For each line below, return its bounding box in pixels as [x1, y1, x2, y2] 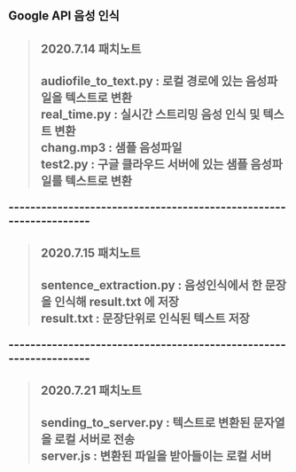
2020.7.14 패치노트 [40, 41, 142, 56]
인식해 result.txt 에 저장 [53, 295, 179, 310]
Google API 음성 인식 [8, 8, 121, 24]
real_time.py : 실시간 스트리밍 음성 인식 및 [40, 106, 261, 122]
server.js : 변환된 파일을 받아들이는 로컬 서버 [40, 449, 272, 464]
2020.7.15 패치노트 [40, 246, 141, 261]
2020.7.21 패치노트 [40, 383, 143, 398]
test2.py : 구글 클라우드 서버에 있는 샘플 [40, 156, 248, 171]
